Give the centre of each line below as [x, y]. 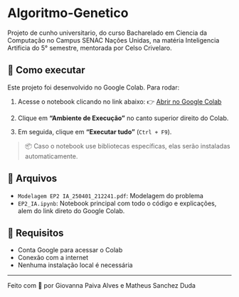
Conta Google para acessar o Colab [70, 250]
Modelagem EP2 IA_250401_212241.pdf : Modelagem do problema [111, 195]
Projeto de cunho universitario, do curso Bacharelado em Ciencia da [107, 33]
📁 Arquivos [32, 179]
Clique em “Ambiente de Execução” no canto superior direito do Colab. [123, 118]
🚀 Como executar [46, 70]
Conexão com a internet [53, 258]
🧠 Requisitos [36, 233]
